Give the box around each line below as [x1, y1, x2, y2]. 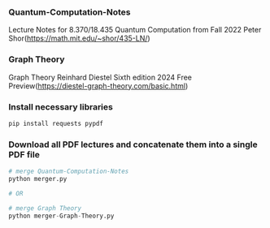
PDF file [8, 148, 41, 160]
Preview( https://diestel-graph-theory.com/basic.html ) [8, 80, 189, 91]
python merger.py [8, 174, 67, 183]
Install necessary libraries [8, 101, 114, 112]
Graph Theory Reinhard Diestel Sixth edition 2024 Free [8, 72, 193, 82]
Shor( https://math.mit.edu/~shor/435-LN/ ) [8, 33, 150, 43]
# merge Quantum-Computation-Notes [8, 167, 129, 176]
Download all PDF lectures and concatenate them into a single [8, 139, 258, 150]
